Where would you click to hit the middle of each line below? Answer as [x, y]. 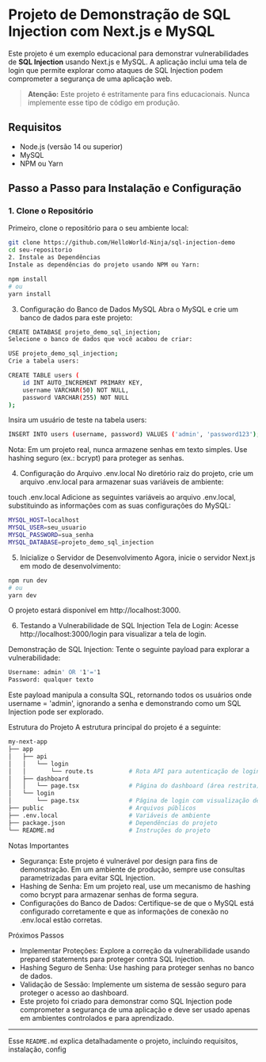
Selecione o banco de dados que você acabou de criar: [101, 339]
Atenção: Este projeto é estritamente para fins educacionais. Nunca [139, 94]
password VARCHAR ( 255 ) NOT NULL [76, 397]
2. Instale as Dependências [55, 258]
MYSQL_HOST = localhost [44, 520]
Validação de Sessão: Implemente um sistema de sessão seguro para [133, 984]
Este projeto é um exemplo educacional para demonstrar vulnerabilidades [129, 53]
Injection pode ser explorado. [56, 712]
